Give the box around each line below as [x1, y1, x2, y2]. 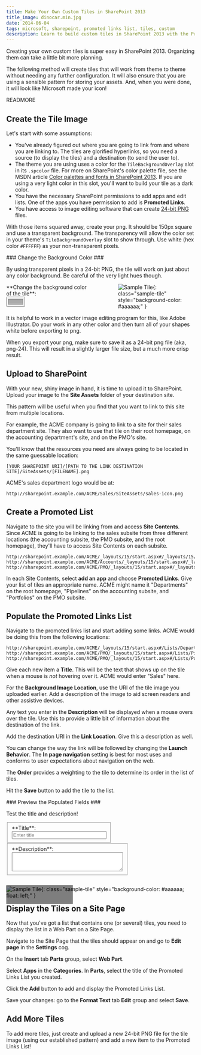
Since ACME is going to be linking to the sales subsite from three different [6, 529, 188, 536]
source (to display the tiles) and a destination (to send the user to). [14, 154, 179, 161]
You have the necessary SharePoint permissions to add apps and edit [14, 192, 187, 199]
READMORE [6, 97, 36, 104]
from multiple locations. [6, 409, 65, 416]
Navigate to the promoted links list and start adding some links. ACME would [6, 627, 194, 634]
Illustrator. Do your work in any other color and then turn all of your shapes [6, 321, 190, 328]
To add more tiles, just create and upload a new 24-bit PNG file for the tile [6, 1030, 188, 1037]
